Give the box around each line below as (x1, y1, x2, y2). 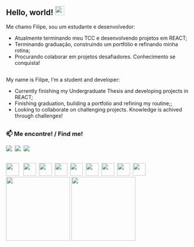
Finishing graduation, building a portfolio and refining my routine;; (14, 100, 172, 107)
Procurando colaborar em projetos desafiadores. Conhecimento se (14, 53, 176, 60)
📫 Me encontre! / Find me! (6, 130, 84, 138)
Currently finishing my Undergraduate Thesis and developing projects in (14, 88, 189, 95)
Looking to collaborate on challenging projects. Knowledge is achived (14, 106, 182, 113)
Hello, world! (6, 8, 54, 18)
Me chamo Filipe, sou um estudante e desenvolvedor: (6, 23, 136, 30)
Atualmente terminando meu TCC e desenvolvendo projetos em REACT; (14, 34, 188, 41)
